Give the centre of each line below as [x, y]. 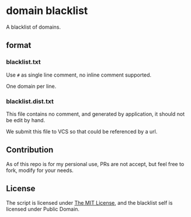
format [19, 45]
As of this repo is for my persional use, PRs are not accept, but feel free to [95, 164]
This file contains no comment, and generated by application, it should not [95, 114]
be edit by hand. [26, 120]
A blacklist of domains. [34, 27]
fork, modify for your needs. [40, 170]
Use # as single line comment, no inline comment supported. [79, 75]
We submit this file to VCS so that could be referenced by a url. [82, 131]
